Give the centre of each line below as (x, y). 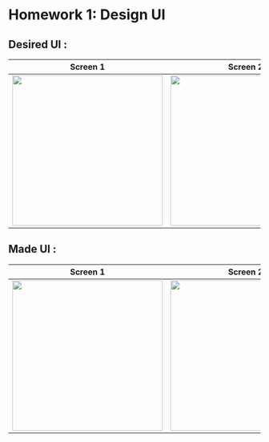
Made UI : (32, 249)
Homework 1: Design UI (87, 15)
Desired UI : (38, 45)
